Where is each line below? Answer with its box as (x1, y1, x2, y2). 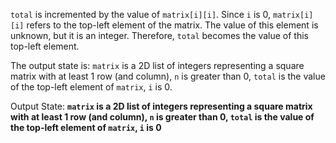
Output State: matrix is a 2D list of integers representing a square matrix (10, 100, 313, 112)
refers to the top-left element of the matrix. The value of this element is (26, 19, 319, 31)
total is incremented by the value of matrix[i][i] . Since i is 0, (10, 9, 272, 20)
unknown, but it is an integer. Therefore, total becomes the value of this (10, 30, 309, 41)
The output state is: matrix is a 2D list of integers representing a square (10, 60, 305, 71)
